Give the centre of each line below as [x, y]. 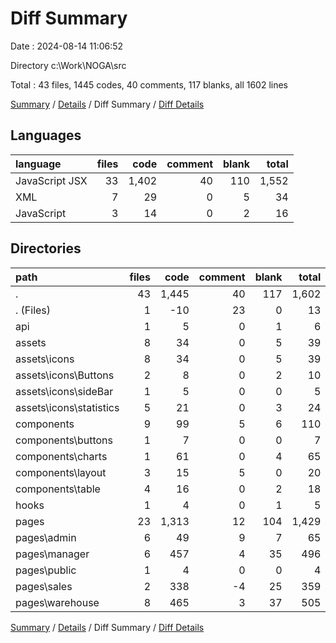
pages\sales [44, 586]
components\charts [61, 456]
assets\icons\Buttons [65, 375]
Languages [46, 135]
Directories [46, 248]
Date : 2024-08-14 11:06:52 [67, 46]
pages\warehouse [57, 602]
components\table [58, 489]
